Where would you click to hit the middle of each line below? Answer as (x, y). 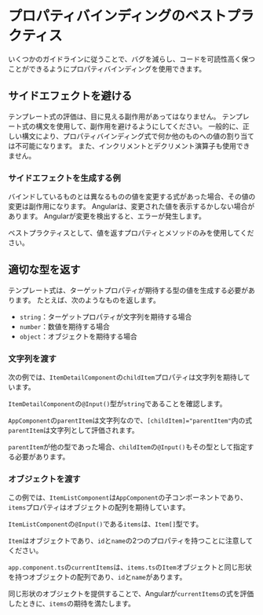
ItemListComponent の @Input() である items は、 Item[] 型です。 (106, 524)
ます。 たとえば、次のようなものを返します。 (88, 300)
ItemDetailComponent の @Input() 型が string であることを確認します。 (117, 404)
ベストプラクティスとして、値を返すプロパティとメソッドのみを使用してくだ (131, 233)
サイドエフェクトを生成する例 (65, 178)
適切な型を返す (44, 270)
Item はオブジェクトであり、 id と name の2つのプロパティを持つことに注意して (131, 541)
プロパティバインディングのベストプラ (131, 16)
